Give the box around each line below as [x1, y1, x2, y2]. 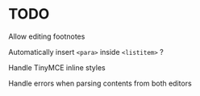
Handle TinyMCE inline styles [8, 62, 106, 73]
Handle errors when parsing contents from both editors [8, 78, 192, 88]
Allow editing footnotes [8, 31, 85, 41]
